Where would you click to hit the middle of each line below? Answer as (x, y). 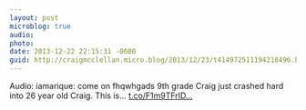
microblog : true (40, 26)
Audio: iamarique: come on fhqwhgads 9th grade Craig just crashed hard (147, 86)
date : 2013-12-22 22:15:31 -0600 (73, 52)
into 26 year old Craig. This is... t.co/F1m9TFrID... (101, 95)
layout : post (34, 18)
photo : (22, 43)
